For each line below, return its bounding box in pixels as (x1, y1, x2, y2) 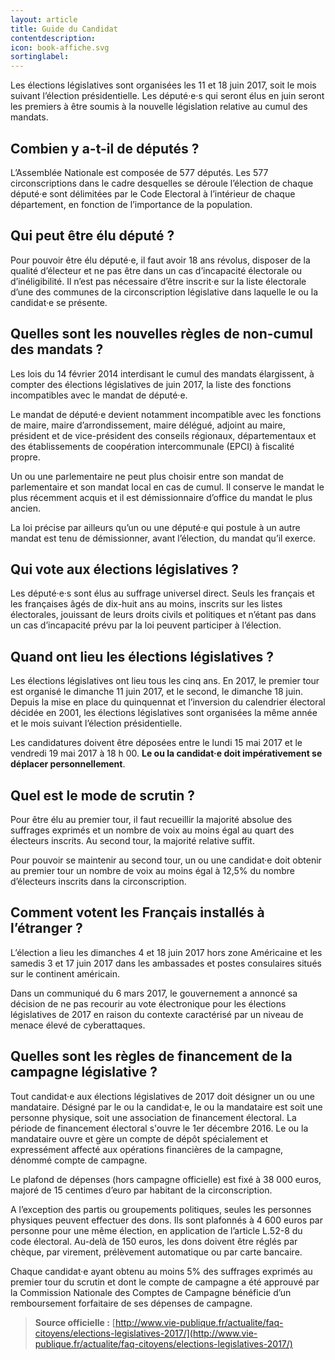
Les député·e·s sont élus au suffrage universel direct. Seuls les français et (10, 587, 315, 600)
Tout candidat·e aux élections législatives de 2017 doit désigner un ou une (10, 1090, 315, 1102)
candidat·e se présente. (10, 296, 108, 308)
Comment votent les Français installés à (10, 904, 265, 921)
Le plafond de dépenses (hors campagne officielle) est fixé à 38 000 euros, (10, 1173, 322, 1185)
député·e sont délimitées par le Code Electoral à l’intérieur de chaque (10, 187, 296, 200)
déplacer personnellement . (10, 758, 126, 770)
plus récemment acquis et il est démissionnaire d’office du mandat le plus (10, 491, 313, 503)
